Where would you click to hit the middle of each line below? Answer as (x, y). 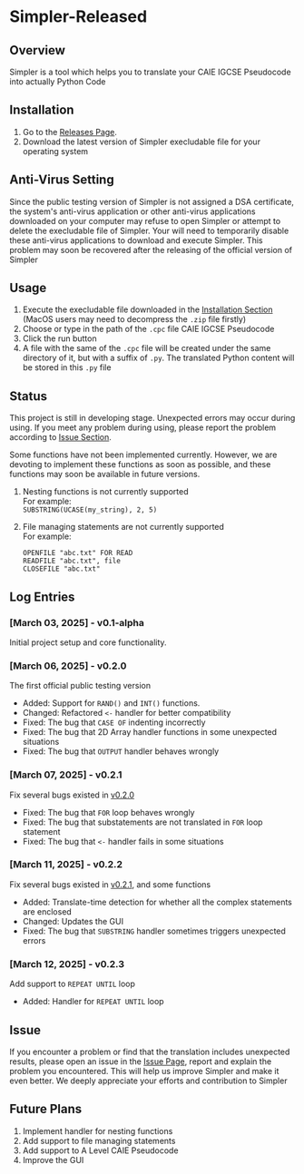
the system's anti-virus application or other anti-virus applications (132, 211)
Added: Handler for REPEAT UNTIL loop (93, 1002)
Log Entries (42, 597)
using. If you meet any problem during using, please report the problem (143, 427)
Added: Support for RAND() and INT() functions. (111, 703)
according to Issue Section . (60, 437)
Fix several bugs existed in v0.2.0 (72, 795)
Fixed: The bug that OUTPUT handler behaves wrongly (121, 751)
